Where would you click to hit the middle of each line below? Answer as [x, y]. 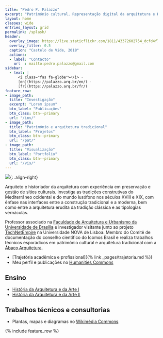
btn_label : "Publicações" [36, 109]
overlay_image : [25, 41]
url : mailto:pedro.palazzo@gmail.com [54, 64]
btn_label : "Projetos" [32, 132]
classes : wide [19, 23]
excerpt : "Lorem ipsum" [33, 104]
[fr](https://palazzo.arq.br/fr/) [53, 86]
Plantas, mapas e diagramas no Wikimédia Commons [65, 321]
